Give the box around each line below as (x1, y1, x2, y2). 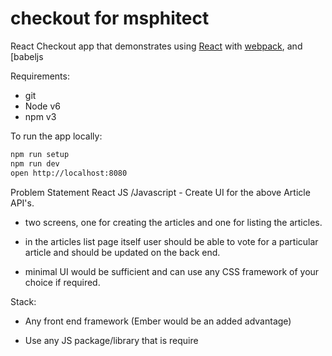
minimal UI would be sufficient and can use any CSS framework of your (24, 265, 320, 277)
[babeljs (10, 50, 44, 62)
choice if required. (24, 276, 101, 288)
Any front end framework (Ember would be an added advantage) (24, 315, 292, 327)
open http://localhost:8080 (10, 168, 128, 178)
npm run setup (10, 149, 70, 159)
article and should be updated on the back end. (24, 246, 221, 258)
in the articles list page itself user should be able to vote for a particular (24, 235, 319, 247)
